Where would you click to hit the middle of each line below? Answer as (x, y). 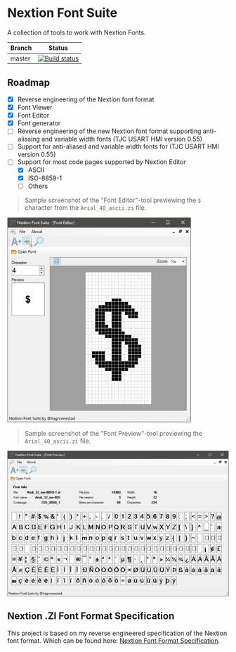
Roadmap (29, 82)
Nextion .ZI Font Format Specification (91, 616)
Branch (21, 48)
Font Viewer (35, 108)
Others (38, 186)
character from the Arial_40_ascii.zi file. (85, 207)
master (20, 58)
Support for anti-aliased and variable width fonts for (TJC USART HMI (118, 146)
